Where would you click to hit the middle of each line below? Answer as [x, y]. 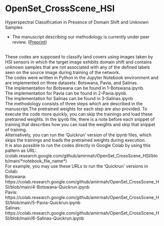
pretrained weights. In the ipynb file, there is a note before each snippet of [80, 119]
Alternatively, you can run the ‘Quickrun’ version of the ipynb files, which [78, 135]
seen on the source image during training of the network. [63, 72]
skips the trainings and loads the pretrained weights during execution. [75, 140]
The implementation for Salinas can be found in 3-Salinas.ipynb [69, 98]
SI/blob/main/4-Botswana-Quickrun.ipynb [47, 187]
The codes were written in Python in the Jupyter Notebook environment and [82, 77]
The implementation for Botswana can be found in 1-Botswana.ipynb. [75, 88]
